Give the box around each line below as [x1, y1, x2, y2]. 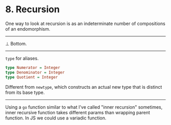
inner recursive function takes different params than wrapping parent [5, 109, 150, 115]
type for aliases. [5, 55, 39, 61]
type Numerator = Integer [5, 65, 60, 70]
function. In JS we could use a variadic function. [5, 115, 107, 121]
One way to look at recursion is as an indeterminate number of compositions [5, 20, 165, 27]
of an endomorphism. [5, 26, 51, 32]
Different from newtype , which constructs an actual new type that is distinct [5, 84, 162, 90]
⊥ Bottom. [5, 40, 27, 46]
